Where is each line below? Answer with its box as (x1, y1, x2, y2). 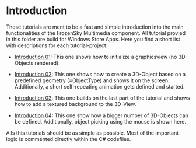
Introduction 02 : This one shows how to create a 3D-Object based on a (14, 71, 185, 77)
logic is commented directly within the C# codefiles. (6, 135, 131, 142)
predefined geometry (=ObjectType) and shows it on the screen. (14, 77, 170, 84)
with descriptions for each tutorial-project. (6, 42, 108, 49)
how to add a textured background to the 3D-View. (14, 100, 136, 107)
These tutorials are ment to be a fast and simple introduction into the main (6, 23, 184, 30)
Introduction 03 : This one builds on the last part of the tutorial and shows (14, 94, 190, 101)
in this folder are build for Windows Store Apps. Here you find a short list (6, 36, 181, 43)
